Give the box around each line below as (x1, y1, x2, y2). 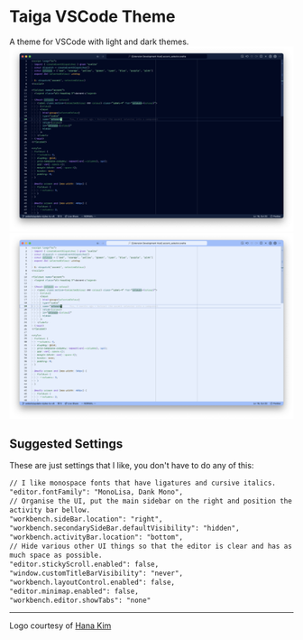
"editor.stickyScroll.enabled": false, (9, 560, 160, 570)
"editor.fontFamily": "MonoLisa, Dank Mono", (9, 487, 183, 497)
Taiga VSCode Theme (9, 6, 176, 27)
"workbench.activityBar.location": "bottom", (9, 533, 183, 543)
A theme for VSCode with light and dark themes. (9, 36, 189, 47)
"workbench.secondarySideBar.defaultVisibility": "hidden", (9, 524, 241, 533)
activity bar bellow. (9, 506, 91, 515)
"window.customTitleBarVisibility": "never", (9, 569, 183, 579)
